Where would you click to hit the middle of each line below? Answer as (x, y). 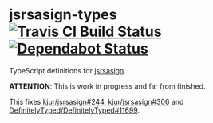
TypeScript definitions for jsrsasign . (67, 70)
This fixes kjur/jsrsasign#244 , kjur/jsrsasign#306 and (97, 101)
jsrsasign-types (63, 15)
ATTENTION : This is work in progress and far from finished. (107, 86)
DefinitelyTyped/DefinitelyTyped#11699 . (75, 110)
